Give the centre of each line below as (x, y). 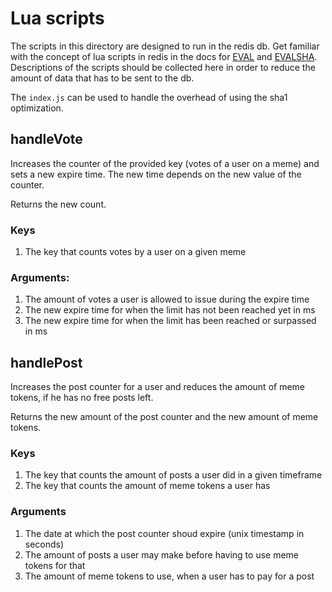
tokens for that (55, 565)
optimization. (37, 108)
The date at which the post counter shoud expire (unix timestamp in (164, 533)
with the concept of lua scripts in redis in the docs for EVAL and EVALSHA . (164, 56)
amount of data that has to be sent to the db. (102, 78)
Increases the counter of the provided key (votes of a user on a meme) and (165, 163)
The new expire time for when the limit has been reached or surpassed (170, 321)
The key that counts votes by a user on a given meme (135, 252)
